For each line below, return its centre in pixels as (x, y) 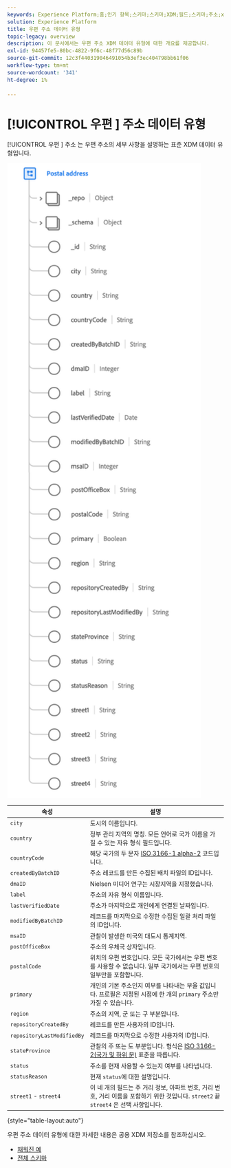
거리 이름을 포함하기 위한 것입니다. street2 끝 (159, 1096)
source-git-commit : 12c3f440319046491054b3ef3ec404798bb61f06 (98, 59)
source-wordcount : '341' (43, 72)
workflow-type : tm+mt (38, 65)
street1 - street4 (35, 1096)
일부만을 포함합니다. (117, 975)
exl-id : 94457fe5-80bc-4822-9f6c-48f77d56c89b (75, 51)
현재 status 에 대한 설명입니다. (130, 1076)
